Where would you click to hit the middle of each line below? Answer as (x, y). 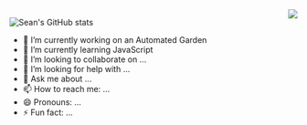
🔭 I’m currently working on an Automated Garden (115, 40)
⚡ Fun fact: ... (48, 112)
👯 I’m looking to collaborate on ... (85, 59)
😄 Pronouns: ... (52, 102)
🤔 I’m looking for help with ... (76, 69)
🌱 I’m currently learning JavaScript (88, 50)
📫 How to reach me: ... (66, 89)
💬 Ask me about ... (57, 78)
